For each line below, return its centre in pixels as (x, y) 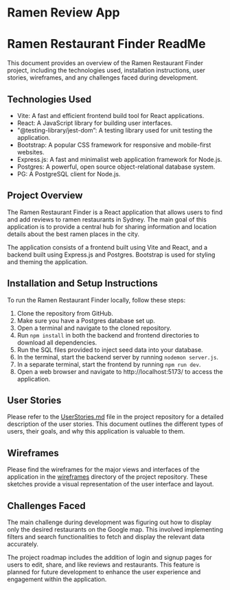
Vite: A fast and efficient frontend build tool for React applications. (111, 115)
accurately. (23, 544)
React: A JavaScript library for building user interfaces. (95, 123)
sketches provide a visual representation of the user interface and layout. (111, 484)
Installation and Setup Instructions (82, 284)
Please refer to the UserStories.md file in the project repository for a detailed (115, 417)
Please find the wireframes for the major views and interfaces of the (104, 470)
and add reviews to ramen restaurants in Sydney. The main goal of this (107, 219)
